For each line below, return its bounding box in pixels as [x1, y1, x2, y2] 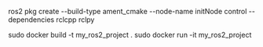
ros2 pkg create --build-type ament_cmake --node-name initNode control [8, 7, 247, 16]
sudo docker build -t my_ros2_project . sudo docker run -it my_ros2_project [8, 31, 252, 39]
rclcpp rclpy [56, 15, 95, 24]
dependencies [8, 15, 55, 24]
